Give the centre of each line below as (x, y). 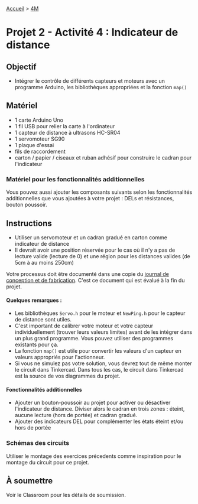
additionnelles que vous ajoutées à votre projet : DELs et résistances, (90, 199)
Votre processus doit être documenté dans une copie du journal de (88, 274)
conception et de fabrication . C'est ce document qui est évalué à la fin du (95, 280)
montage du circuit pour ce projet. (48, 462)
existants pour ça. (37, 344)
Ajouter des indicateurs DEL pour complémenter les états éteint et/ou (99, 421)
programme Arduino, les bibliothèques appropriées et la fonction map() (101, 87)
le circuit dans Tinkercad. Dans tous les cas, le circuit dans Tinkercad (99, 370)
